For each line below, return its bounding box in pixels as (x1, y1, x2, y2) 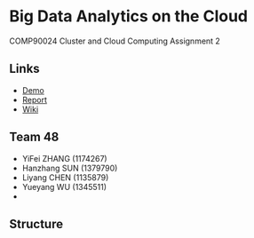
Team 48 (9, 130, 60, 145)
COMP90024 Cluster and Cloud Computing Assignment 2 (9, 36, 220, 46)
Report (21, 94, 47, 105)
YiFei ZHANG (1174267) (21, 153, 108, 163)
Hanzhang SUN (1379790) (21, 163, 118, 173)
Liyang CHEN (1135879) (21, 171, 109, 183)
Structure (9, 216, 64, 232)
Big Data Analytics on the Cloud (9, 6, 249, 27)
